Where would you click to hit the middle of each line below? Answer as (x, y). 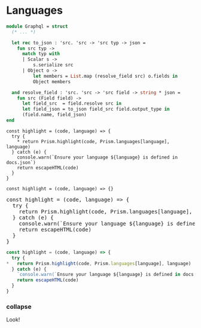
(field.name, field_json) (54, 115)
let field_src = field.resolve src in (71, 104)
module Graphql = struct (37, 26)
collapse (19, 306)
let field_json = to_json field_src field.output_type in (96, 109)
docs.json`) (21, 162)
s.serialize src (53, 65)
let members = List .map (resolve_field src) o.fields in (105, 76)
